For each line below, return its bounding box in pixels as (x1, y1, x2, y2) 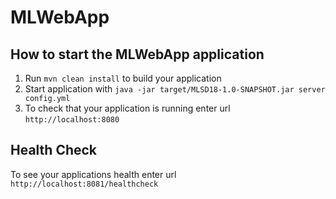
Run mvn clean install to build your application (24, 72, 222, 84)
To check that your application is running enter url (24, 102, 231, 114)
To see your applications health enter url (10, 168, 177, 180)
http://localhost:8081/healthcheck (10, 179, 159, 189)
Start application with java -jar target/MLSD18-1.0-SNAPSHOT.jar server (24, 83, 326, 95)
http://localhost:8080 (24, 115, 120, 125)
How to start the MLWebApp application (10, 46, 265, 63)
